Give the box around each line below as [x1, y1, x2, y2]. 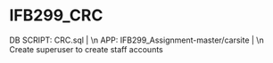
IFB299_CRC [9, 5, 103, 26]
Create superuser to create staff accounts [9, 43, 163, 54]
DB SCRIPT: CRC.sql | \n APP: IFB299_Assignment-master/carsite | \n [9, 35, 265, 45]
